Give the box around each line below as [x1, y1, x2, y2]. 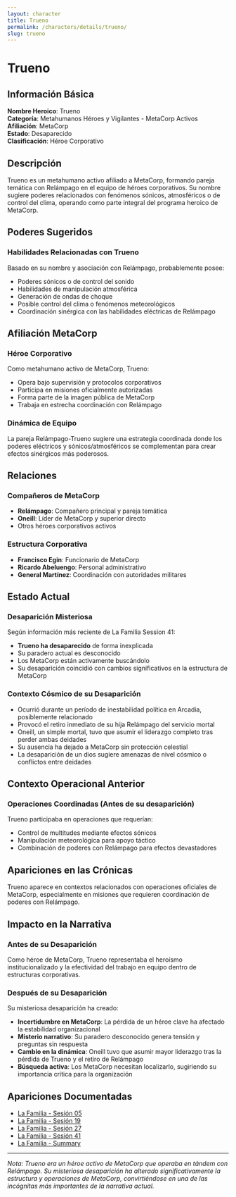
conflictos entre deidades [17, 757, 92, 766]
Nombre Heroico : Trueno [7, 107, 81, 116]
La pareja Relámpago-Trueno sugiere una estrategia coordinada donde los [7, 434, 223, 442]
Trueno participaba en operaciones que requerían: [7, 815, 153, 824]
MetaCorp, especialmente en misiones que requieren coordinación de [7, 891, 209, 899]
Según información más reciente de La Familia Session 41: [7, 628, 176, 636]
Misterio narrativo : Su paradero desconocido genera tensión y [17, 1033, 200, 1041]
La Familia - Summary [17, 1139, 81, 1147]
